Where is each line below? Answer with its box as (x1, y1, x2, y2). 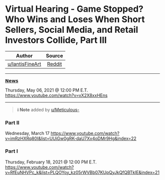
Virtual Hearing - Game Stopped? (5, 3, 144, 15)
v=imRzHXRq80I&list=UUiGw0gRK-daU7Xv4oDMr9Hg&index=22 (5, 135, 137, 141)
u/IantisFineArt (7, 60, 42, 67)
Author (16, 52, 33, 59)
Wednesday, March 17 (5, 131, 50, 136)
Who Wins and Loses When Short (5, 14, 145, 25)
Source (46, 52, 63, 59)
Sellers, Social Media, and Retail (5, 24, 138, 35)
